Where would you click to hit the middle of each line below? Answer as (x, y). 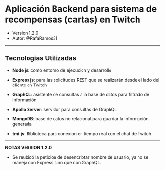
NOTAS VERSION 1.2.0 (28, 147)
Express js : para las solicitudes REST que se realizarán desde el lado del (86, 80)
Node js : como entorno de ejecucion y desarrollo (62, 70)
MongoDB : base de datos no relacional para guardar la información (80, 118)
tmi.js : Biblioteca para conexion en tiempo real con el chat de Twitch (82, 133)
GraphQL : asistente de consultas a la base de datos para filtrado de (81, 94)
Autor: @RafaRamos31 (35, 38)
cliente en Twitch (29, 85)
